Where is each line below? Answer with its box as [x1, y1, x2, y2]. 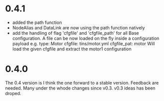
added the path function [12, 19, 62, 25]
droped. [5, 90, 21, 96]
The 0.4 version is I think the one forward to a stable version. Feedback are [5, 80, 159, 86]
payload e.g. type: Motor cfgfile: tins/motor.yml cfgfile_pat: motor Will [12, 40, 155, 46]
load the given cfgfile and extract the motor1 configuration [12, 46, 132, 52]
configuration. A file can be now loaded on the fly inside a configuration [12, 35, 160, 41]
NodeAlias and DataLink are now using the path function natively [12, 24, 145, 30]
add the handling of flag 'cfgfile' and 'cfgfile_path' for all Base [12, 30, 139, 36]
